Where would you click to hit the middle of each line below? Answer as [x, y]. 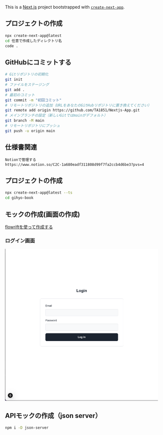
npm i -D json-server [27, 428]
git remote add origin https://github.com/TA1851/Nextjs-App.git [72, 110]
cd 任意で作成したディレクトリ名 [33, 41]
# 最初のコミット [20, 95]
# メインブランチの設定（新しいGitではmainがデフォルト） [56, 116]
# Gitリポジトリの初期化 [27, 74]
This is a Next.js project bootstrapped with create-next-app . [65, 7]
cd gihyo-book [19, 198]
